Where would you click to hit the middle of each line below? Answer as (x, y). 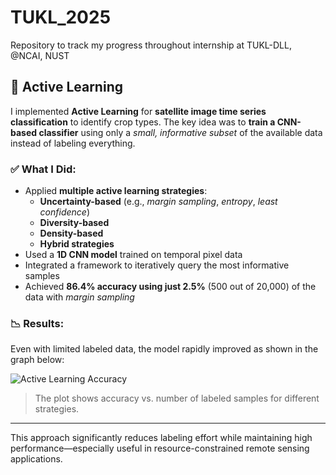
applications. (36, 459)
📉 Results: (37, 323)
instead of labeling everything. (73, 143)
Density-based (71, 233)
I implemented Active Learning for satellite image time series (138, 111)
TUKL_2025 (61, 17)
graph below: (37, 360)
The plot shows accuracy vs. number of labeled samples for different (177, 398)
